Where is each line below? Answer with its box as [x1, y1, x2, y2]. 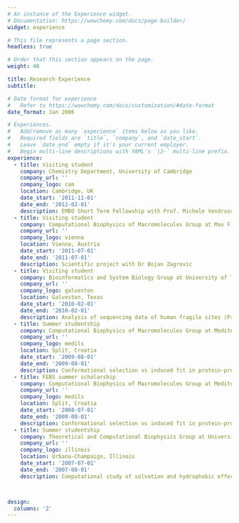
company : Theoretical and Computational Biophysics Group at [20, 433, 205, 440]
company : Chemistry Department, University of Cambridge [20, 168, 193, 175]
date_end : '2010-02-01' [20, 307, 91, 314]
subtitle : [7, 82, 37, 89]
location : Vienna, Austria [20, 240, 100, 248]
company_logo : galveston [20, 287, 94, 295]
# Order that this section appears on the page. [7, 56, 154, 64]
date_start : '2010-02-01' [20, 300, 97, 308]
